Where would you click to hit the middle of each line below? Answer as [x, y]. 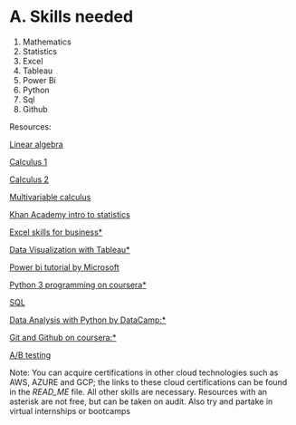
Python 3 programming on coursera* [78, 285]
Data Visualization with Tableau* [70, 249]
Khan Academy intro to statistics [70, 214]
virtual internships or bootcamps [70, 411]
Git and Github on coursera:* [63, 337]
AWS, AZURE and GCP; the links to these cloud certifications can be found [148, 382]
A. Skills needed [72, 17]
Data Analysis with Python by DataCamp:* [88, 320]
